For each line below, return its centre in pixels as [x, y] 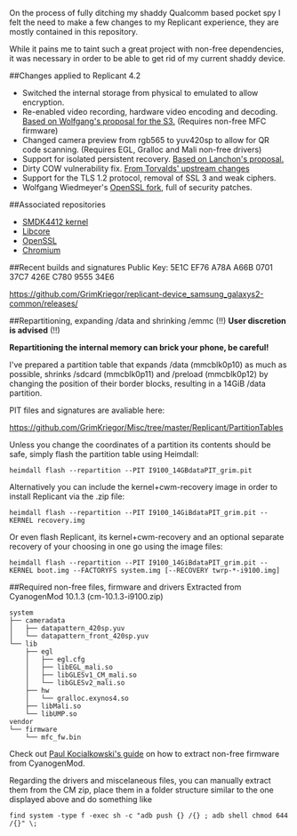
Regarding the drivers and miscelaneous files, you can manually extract [140, 780]
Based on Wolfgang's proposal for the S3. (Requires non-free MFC [144, 121]
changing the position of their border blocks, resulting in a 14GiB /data [138, 383]
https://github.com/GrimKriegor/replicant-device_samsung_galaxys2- [136, 294]
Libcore [36, 231]
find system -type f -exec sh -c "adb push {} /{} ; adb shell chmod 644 [149, 816]
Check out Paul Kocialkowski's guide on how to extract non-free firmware [144, 754]
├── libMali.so [53, 706]
